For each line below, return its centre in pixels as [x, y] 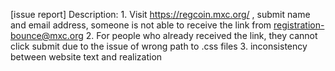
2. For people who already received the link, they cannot [201, 35]
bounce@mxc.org [47, 35]
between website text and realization [86, 57]
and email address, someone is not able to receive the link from [141, 25]
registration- [299, 25]
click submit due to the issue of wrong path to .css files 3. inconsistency [159, 46]
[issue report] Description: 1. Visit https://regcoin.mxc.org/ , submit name [160, 14]
